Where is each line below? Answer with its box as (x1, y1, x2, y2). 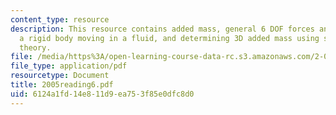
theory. (19, 42, 52, 53)
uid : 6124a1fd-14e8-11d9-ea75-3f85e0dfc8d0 (10, 89, 195, 99)
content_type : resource (10, 14, 110, 25)
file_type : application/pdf (10, 61, 128, 71)
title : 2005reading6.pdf (10, 80, 114, 90)
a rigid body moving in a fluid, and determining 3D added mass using (19, 33, 320, 43)
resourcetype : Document (10, 71, 110, 81)
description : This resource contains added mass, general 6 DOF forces (10, 24, 315, 34)
